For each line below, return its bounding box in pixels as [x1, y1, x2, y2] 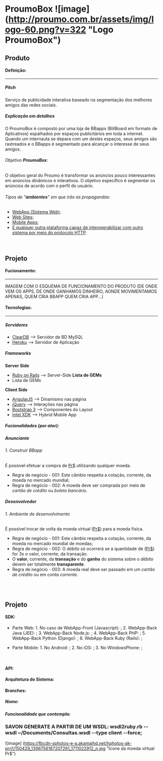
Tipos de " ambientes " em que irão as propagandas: [5, 194, 111, 200]
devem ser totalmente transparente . [12, 561, 85, 567]
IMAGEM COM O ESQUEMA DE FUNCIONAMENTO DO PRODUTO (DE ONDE [5, 283, 158, 289]
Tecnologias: [5, 304, 32, 310]
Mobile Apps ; [12, 219, 39, 225]
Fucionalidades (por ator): [5, 423, 60, 429]
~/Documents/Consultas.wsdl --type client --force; [17, 729, 142, 736]
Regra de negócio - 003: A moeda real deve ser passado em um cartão [12, 567, 155, 572]
